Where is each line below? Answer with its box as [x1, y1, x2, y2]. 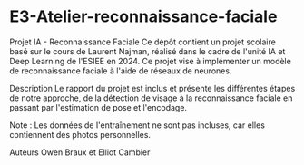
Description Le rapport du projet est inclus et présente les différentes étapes [9, 82, 296, 93]
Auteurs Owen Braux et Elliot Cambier [9, 147, 151, 158]
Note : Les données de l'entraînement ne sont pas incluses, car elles [9, 120, 266, 131]
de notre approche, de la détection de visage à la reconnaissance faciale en [9, 92, 293, 103]
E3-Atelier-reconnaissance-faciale [9, 6, 278, 27]
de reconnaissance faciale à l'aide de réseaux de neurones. [9, 65, 232, 76]
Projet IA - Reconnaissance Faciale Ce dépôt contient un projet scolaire [9, 36, 277, 47]
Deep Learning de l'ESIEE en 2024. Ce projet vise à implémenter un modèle [9, 55, 292, 66]
